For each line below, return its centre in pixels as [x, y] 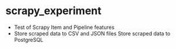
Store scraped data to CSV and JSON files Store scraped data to [92, 33]
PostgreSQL [29, 40]
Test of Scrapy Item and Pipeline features [64, 27]
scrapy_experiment [54, 11]
